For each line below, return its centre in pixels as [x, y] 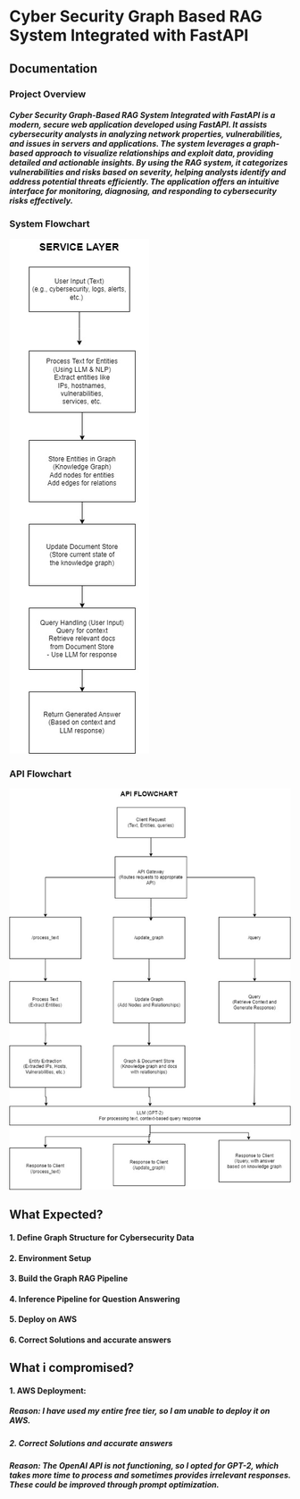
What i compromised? [72, 1368]
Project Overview [48, 94]
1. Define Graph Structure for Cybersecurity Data [102, 1237]
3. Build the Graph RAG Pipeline [69, 1279]
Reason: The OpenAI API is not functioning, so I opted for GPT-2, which [144, 1466]
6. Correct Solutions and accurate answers [90, 1340]
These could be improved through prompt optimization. [114, 1485]
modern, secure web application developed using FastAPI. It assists [138, 125]
